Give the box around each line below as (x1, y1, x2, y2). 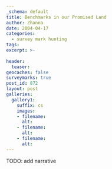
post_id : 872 (6, 81, 38, 87)
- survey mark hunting (11, 36, 67, 42)
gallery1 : (11, 97, 35, 103)
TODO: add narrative (6, 157, 57, 164)
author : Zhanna (6, 20, 44, 25)
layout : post (6, 86, 38, 92)
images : (17, 108, 35, 114)
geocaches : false (6, 69, 49, 75)
